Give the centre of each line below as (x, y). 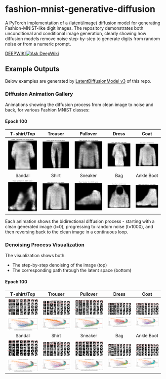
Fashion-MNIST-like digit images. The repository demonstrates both (74, 28)
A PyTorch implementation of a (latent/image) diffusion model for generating (83, 23)
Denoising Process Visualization (45, 245)
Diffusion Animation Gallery (39, 94)
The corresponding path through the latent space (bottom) (72, 271)
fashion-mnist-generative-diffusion (80, 9)
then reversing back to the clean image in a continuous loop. (67, 232)
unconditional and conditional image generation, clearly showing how (76, 33)
